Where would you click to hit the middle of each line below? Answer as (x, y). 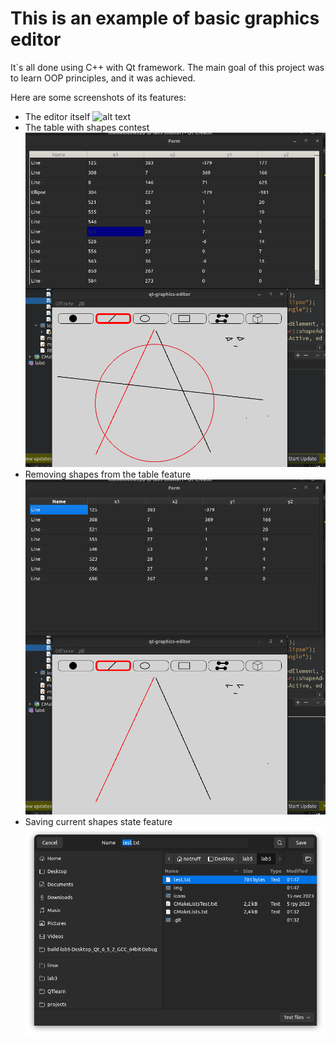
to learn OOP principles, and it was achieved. (103, 78)
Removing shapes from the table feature (108, 474)
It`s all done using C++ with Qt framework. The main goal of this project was (167, 67)
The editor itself (57, 116)
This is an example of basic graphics (165, 18)
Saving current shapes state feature (98, 821)
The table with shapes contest (87, 127)
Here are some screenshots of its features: (98, 97)
